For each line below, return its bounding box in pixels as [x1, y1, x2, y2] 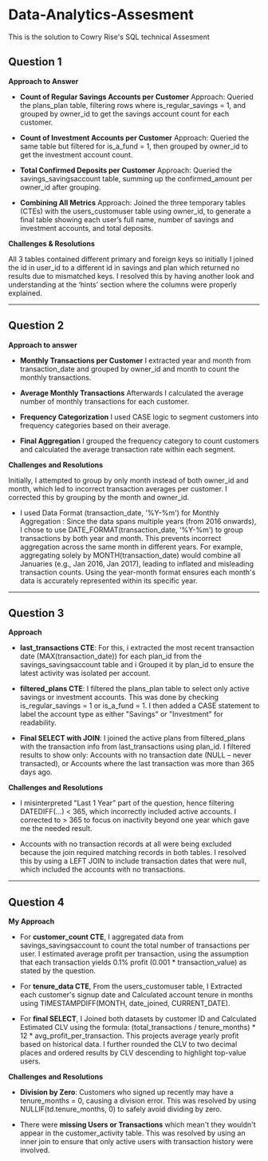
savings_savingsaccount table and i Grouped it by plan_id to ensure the [19, 660, 254, 670]
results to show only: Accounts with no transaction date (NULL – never [19, 750, 252, 760]
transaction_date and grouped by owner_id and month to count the [19, 364, 239, 373]
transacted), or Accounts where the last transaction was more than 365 [19, 759, 255, 769]
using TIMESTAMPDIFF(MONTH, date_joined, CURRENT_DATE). [19, 999, 231, 1008]
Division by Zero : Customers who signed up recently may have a [19, 1087, 234, 1097]
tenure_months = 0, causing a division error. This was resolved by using [19, 1096, 257, 1106]
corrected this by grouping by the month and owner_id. [8, 492, 190, 502]
